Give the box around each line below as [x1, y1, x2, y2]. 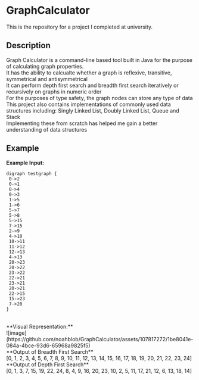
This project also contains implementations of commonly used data [6, 101, 171, 108]
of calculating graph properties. [6, 63, 84, 70]
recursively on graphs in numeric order [6, 88, 102, 95]
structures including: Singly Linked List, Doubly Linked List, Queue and [6, 107, 180, 114]
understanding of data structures [6, 126, 88, 133]
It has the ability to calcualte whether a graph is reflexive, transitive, [6, 69, 172, 76]
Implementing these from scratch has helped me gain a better [6, 120, 158, 127]
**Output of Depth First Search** [6, 361, 89, 368]
